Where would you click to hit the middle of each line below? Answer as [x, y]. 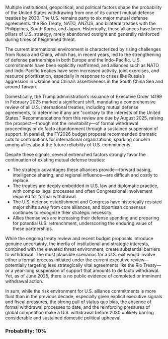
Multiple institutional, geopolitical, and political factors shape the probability [83, 7]
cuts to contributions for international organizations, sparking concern [78, 139]
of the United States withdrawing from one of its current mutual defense [80, 13]
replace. [21, 180]
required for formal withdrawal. [45, 196]
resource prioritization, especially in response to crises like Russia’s [75, 76]
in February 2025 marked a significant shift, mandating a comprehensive [80, 102]
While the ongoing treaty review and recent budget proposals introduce [79, 238]
